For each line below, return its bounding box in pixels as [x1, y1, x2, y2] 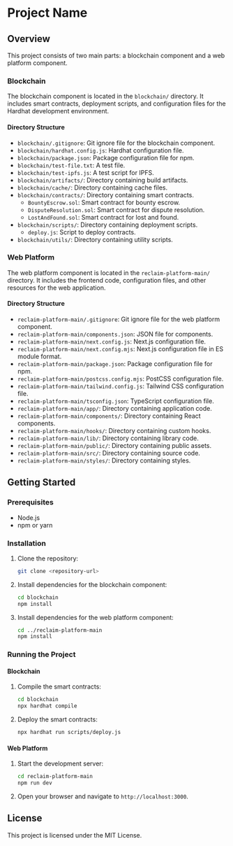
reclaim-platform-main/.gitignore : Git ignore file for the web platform [17, 315, 220, 323]
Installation [7, 538, 47, 548]
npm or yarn [17, 521, 53, 529]
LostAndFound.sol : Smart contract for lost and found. [27, 213, 179, 221]
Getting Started [7, 477, 76, 488]
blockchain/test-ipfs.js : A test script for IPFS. [17, 168, 155, 176]
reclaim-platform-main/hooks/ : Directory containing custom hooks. [17, 427, 211, 435]
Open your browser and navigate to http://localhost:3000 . [17, 792, 188, 801]
